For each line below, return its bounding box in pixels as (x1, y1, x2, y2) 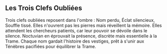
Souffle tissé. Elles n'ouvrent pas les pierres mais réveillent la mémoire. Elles (5, 22, 162, 28)
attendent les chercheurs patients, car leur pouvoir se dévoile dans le (5, 27, 148, 34)
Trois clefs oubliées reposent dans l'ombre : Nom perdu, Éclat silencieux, (5, 17, 156, 23)
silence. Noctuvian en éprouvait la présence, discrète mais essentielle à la (5, 33, 157, 39)
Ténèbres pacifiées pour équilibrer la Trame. (5, 43, 96, 49)
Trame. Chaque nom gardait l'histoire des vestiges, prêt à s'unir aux (5, 38, 145, 44)
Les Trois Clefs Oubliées (5, 4, 82, 12)
